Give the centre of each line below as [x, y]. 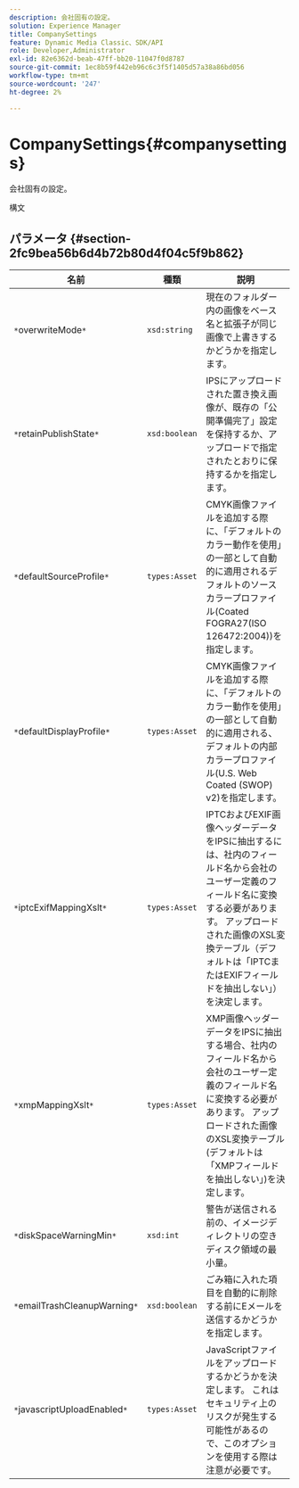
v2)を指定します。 [244, 798]
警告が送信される [242, 1210]
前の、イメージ [237, 1223]
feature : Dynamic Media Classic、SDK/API [86, 42]
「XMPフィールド [242, 1166]
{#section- [101, 239]
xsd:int [163, 1236]
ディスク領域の [237, 1250]
